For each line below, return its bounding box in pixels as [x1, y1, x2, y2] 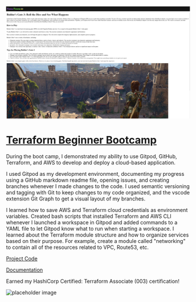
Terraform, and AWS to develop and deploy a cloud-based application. [6, 159, 176, 166]
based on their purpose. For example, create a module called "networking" [6, 237, 185, 244]
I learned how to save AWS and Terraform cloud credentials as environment [6, 206, 188, 213]
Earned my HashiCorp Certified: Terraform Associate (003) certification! [6, 277, 180, 284]
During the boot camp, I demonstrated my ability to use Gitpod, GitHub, [6, 152, 177, 159]
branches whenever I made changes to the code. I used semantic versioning [6, 182, 190, 190]
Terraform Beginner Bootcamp [6, 133, 157, 147]
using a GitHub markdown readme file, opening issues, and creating [6, 176, 170, 183]
